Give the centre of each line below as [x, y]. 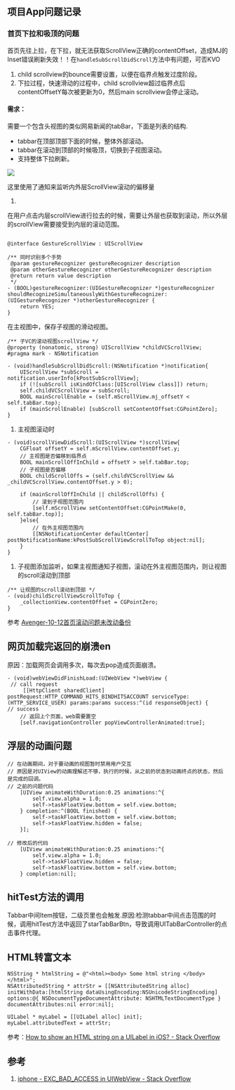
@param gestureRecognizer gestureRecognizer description [95, 263]
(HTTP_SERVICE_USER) [38, 703]
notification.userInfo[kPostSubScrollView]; [73, 378]
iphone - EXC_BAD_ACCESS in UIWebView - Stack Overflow [104, 1079]
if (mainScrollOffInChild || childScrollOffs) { [92, 494]
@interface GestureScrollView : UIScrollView [75, 243]
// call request [34, 684]
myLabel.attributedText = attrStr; [59, 1023]
